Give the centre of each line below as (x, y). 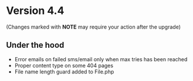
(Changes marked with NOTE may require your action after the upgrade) (93, 27)
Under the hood (35, 45)
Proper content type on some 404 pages (64, 65)
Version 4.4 (35, 11)
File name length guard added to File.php (64, 72)
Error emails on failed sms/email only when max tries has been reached (101, 59)
